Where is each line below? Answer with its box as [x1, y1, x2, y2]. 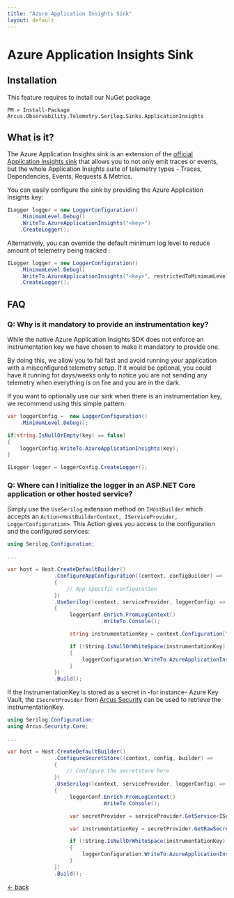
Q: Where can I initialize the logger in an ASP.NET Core [7, 481, 196, 491]
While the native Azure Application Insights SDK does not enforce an [7, 336, 204, 343]
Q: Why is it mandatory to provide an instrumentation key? [7, 319, 209, 329]
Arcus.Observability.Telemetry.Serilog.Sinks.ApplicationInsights [7, 112, 204, 119]
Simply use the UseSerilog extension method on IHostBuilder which [7, 505, 203, 514]
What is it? [7, 131, 54, 143]
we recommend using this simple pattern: [7, 399, 127, 407]
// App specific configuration [66, 585, 157, 592]
